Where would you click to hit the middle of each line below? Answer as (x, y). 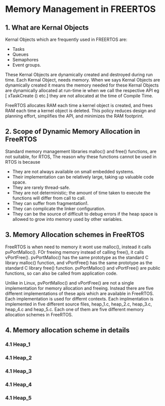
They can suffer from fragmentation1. (50, 203)
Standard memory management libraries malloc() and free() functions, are (81, 151)
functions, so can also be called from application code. (61, 273)
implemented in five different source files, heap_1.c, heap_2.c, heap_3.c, (79, 304)
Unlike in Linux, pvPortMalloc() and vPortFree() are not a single (70, 283)
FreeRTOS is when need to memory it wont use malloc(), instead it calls (78, 247)
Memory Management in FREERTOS (81, 9)
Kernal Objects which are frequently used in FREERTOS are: (66, 39)
